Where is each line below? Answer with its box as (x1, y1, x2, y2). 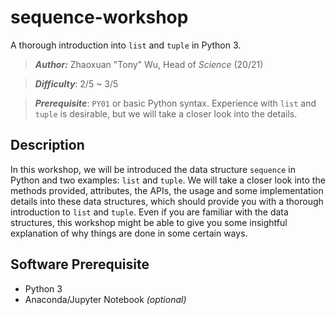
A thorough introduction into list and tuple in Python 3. (10, 39, 242, 51)
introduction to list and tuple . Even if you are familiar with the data (10, 206, 289, 218)
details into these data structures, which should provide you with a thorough (10, 195, 324, 207)
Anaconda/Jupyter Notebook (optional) (24, 293, 187, 305)
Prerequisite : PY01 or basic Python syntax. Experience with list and (34, 97, 317, 109)
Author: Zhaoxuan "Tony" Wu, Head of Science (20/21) (34, 58, 264, 70)
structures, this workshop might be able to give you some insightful (10, 216, 288, 228)
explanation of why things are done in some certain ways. (10, 227, 248, 239)
